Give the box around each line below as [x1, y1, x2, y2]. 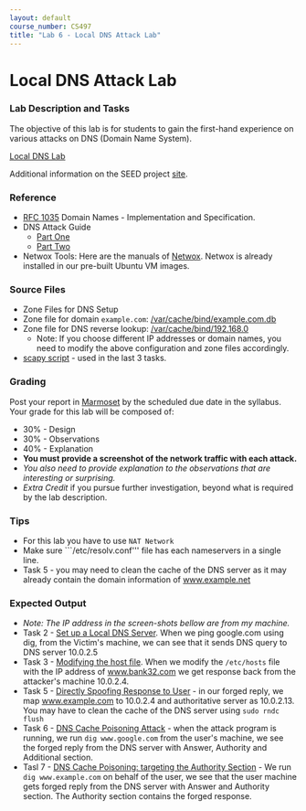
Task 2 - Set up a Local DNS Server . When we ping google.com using [22, 627, 285, 638]
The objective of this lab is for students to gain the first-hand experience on [9, 123, 294, 133]
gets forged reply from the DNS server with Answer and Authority [22, 781, 270, 792]
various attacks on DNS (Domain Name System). [9, 133, 192, 144]
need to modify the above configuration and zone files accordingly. [36, 343, 290, 354]
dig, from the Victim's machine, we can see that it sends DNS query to [22, 637, 288, 648]
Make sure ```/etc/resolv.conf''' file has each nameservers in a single [22, 545, 281, 556]
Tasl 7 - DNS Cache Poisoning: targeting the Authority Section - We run [22, 762, 292, 773]
